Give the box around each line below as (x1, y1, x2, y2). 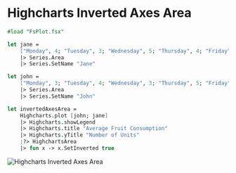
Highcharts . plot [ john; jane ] (20, 112, 109, 119)
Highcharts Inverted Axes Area (7, 5, 192, 21)
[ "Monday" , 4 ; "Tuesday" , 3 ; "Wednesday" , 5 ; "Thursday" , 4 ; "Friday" (20, 47, 231, 54)
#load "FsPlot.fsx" (7, 28, 65, 35)
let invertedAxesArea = (7, 105, 77, 113)
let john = (7, 73, 39, 80)
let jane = (7, 41, 39, 48)
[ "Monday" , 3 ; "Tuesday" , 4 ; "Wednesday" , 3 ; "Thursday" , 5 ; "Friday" (20, 79, 231, 87)
